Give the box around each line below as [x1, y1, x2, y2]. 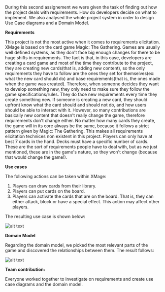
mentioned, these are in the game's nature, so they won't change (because [5, 149, 158, 155]
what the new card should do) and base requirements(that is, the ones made [5, 76, 161, 81]
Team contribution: [5, 266, 45, 272]
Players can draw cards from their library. [12, 183, 97, 189]
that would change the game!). [5, 154, 67, 160]
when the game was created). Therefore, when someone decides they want [5, 81, 159, 87]
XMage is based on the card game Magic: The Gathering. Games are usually [5, 44, 160, 50]
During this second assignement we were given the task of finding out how [5, 4, 157, 10]
